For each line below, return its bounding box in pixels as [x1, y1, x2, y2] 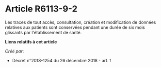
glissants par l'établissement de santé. [5, 29, 82, 35]
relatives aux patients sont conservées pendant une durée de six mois [5, 24, 145, 30]
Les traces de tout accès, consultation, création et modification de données [5, 19, 156, 25]
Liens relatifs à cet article [5, 39, 57, 44]
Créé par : [5, 48, 24, 54]
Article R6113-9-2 [5, 3, 78, 14]
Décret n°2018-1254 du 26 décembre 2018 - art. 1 [12, 57, 112, 63]
